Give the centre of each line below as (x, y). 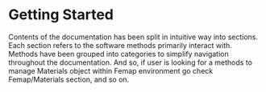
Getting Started (61, 15)
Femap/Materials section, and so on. (69, 79)
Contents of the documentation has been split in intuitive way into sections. (133, 37)
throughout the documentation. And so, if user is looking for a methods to (130, 62)
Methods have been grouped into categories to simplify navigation (118, 54)
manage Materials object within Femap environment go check (111, 70)
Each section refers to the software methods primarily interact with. (120, 45)
